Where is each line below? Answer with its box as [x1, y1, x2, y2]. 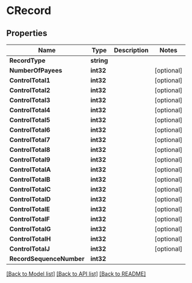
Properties [6, 28, 48, 38]
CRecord [6, 4, 52, 18]
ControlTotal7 [9, 135, 51, 144]
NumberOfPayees [9, 66, 63, 74]
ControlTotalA [9, 165, 51, 174]
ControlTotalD [9, 195, 51, 203]
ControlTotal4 [9, 106, 51, 114]
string [90, 56, 108, 65]
